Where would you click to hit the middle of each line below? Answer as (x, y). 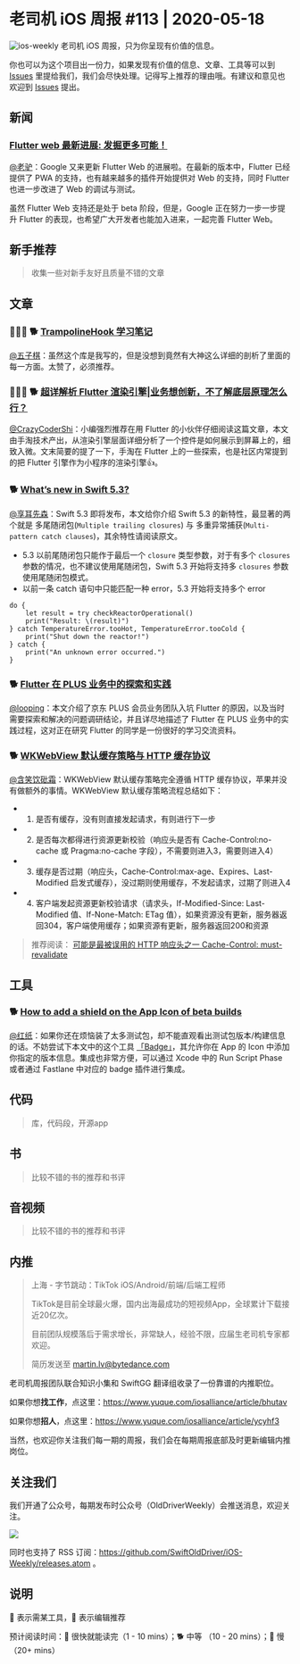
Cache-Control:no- (237, 840)
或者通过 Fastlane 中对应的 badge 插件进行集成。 (100, 1069)
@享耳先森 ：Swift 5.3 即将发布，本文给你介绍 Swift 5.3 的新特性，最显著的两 (150, 513)
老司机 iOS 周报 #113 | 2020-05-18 (137, 19)
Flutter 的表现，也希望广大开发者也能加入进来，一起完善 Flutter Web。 (149, 219)
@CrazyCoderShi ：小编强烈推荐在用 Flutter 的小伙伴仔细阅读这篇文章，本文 (149, 429)
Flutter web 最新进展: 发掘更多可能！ (88, 146)
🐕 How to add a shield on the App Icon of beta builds (126, 1011)
